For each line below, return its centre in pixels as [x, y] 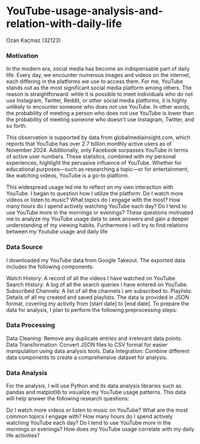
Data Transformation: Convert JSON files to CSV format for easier [87, 344]
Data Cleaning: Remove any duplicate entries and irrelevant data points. [94, 338]
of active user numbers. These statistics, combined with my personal [91, 157]
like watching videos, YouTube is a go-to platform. [68, 176]
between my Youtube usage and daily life [57, 232]
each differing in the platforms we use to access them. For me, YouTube [95, 81]
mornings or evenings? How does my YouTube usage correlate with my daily [100, 429]
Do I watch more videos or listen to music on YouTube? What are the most [97, 410]
